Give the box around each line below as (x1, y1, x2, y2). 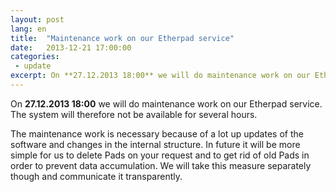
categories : (10, 52, 60, 62)
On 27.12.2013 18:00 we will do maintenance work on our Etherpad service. (10, 97, 323, 110)
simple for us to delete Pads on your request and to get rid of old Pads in (10, 149, 310, 161)
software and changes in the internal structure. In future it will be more (10, 138, 301, 150)
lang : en (10, 24, 47, 34)
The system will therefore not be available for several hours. (10, 108, 258, 120)
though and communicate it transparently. (10, 170, 183, 182)
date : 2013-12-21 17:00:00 (10, 42, 132, 53)
